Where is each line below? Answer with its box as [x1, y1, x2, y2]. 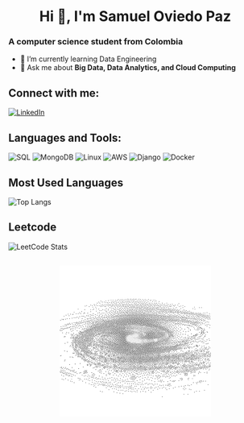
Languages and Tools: [8, 131, 122, 144]
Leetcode [8, 221, 57, 234]
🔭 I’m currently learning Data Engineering [19, 54, 157, 64]
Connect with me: [8, 86, 100, 100]
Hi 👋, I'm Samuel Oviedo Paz [39, 7, 232, 26]
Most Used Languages [8, 176, 123, 189]
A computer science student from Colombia [8, 36, 184, 48]
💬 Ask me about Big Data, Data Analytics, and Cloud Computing [19, 63, 236, 73]
